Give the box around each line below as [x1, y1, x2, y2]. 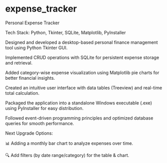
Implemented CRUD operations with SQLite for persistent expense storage [5, 54, 159, 61]
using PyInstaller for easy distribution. [5, 105, 84, 111]
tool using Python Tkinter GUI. [5, 44, 68, 50]
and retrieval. [5, 60, 33, 66]
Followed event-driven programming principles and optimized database [5, 115, 153, 121]
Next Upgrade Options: [5, 130, 53, 136]
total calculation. [5, 90, 40, 96]
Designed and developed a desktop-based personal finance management [5, 39, 158, 45]
